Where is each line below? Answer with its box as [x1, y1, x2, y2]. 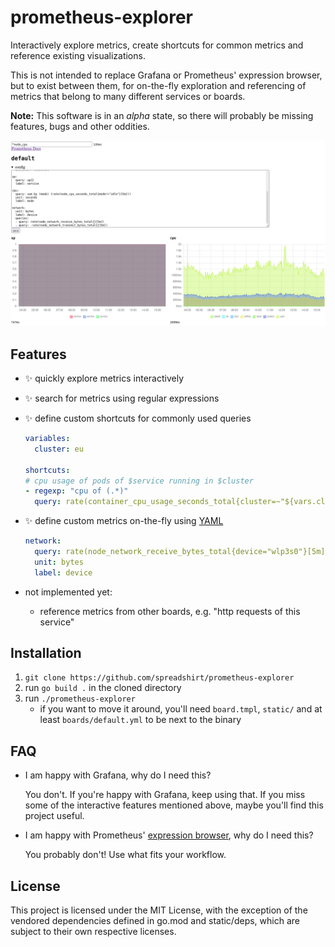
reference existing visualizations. [10, 49, 146, 61]
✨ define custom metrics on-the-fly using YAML [24, 515, 224, 527]
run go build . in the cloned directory [24, 682, 182, 694]
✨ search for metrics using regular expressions [24, 392, 220, 405]
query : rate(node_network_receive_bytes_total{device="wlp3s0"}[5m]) [34, 547, 330, 557]
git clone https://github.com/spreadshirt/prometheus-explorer [24, 673, 295, 683]
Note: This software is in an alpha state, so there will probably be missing [10, 109, 314, 121]
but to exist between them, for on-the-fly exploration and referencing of [10, 79, 307, 91]
